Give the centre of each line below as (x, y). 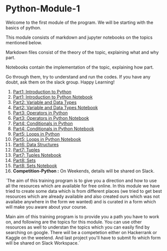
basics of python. (24, 27)
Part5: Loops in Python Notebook (47, 139)
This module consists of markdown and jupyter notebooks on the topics (79, 37)
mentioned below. (24, 42)
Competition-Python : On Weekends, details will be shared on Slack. (83, 171)
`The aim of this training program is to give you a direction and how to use (81, 180)
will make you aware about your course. (46, 207)
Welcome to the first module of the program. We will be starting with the (80, 22)
